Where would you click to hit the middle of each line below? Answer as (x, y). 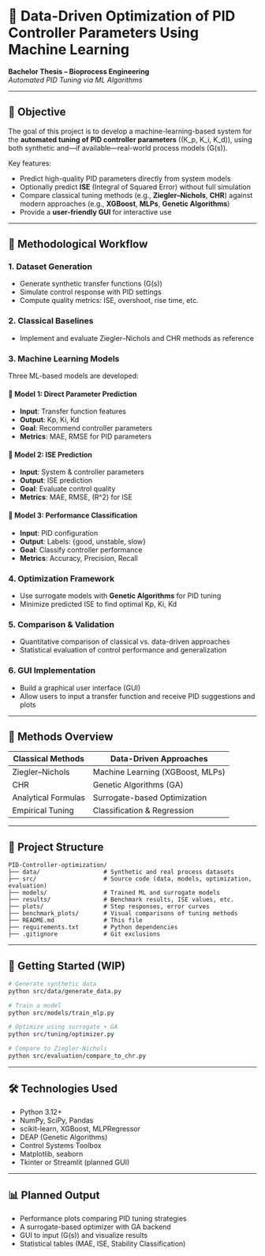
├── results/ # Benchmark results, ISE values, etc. (121, 900)
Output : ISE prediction (56, 480)
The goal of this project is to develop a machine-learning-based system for (130, 131)
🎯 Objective (37, 112)
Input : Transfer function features (73, 411)
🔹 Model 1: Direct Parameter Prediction (73, 394)
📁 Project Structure (56, 847)
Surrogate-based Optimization (150, 798)
